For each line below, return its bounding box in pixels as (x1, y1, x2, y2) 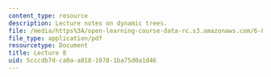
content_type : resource (8, 11, 89, 20)
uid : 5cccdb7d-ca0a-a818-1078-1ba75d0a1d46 (8, 57, 157, 65)
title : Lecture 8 (8, 49, 67, 57)
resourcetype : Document (8, 42, 89, 50)
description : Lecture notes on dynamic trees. (8, 19, 168, 27)
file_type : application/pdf (8, 34, 103, 43)
